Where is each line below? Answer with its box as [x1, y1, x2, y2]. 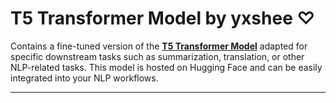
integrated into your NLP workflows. [10, 72, 159, 84]
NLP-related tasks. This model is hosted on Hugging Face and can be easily [10, 61, 323, 73]
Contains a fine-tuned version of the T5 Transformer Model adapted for [10, 40, 308, 52]
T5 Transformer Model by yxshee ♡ [10, 7, 316, 30]
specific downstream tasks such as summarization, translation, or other [10, 50, 305, 62]
